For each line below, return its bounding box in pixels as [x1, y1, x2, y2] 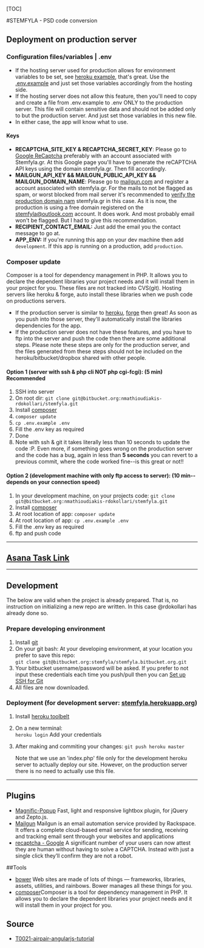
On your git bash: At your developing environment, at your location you [15, 645, 192, 652]
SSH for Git [15, 677, 44, 684]
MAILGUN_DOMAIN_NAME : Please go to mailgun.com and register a [15, 177, 189, 185]
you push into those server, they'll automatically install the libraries [15, 315, 182, 323]
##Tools [6, 864, 27, 871]
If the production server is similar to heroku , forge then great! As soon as [15, 309, 197, 317]
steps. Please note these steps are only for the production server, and [15, 342, 190, 349]
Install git [15, 638, 38, 646]
